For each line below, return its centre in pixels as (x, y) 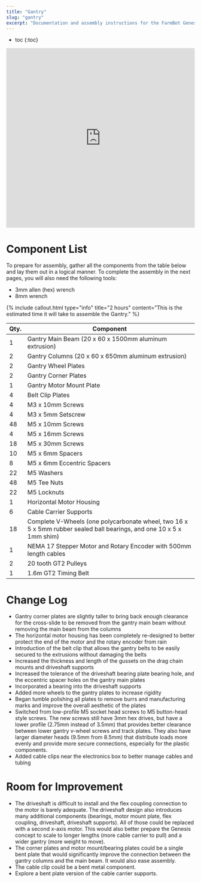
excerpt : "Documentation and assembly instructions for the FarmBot (93, 23)
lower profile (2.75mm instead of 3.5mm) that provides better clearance (103, 724)
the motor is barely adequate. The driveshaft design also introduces (98, 810)
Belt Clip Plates (48, 395)
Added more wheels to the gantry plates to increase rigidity (88, 693)
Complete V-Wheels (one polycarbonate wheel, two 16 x (108, 521)
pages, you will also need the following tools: (62, 278)
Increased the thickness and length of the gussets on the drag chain (99, 661)
